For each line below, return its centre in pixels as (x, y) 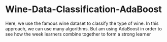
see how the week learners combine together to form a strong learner (78, 34)
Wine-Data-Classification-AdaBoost (84, 9)
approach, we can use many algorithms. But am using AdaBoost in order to (84, 28)
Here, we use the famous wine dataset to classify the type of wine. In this (82, 23)
